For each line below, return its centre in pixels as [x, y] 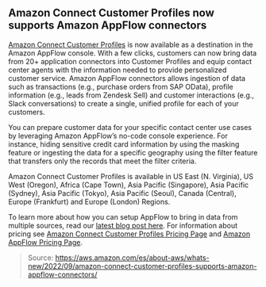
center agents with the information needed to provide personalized [118, 70]
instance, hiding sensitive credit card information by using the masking [124, 144]
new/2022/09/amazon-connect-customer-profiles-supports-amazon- [142, 266]
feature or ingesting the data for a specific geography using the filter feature [133, 152]
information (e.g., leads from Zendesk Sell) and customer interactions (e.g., [131, 95]
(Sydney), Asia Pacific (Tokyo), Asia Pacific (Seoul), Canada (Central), [122, 193]
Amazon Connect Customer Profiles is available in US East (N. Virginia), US [131, 176]
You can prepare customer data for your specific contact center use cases [130, 127]
